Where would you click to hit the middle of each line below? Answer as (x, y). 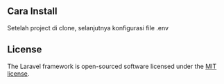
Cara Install (32, 11)
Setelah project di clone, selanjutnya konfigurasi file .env (88, 28)
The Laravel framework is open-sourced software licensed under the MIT (112, 66)
